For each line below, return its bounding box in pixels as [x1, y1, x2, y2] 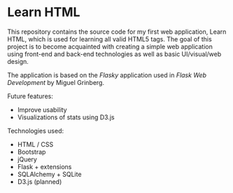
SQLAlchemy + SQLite [17, 170, 82, 178]
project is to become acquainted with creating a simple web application [7, 42, 213, 51]
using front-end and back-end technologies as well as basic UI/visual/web [7, 50, 222, 58]
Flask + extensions [17, 162, 72, 171]
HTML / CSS [17, 140, 54, 148]
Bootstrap [17, 147, 46, 156]
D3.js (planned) [17, 177, 62, 186]
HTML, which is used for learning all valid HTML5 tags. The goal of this [7, 34, 212, 43]
